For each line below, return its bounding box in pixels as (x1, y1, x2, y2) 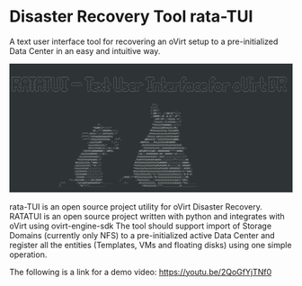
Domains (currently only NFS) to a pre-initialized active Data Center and (9, 229, 276, 240)
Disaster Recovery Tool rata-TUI (9, 6, 253, 27)
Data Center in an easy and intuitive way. (9, 45, 161, 56)
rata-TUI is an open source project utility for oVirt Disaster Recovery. (9, 201, 262, 212)
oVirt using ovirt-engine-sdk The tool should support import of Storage (9, 220, 272, 231)
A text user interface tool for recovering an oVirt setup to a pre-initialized (9, 36, 279, 47)
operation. (9, 249, 48, 260)
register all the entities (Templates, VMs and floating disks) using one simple (9, 239, 292, 250)
